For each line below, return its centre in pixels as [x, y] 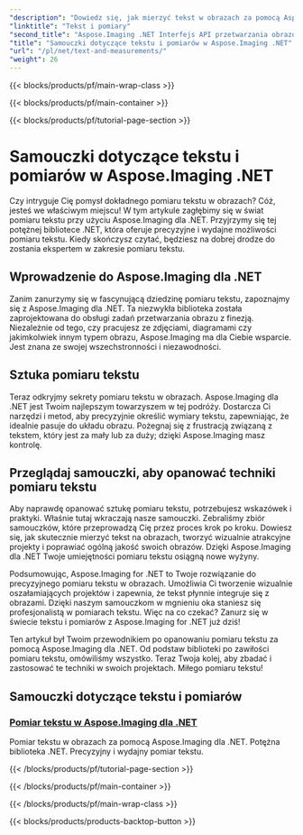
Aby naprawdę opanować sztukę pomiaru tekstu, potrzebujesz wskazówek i [151, 509]
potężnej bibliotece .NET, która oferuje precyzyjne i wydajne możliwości [143, 229]
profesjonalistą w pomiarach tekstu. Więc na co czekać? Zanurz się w [139, 612]
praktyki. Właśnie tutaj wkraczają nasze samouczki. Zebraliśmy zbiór [137, 518]
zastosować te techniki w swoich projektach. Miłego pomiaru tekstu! [136, 668]
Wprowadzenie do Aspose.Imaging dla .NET [136, 277]
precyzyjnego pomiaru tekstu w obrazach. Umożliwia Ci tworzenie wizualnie [151, 583]
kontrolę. [26, 445]
